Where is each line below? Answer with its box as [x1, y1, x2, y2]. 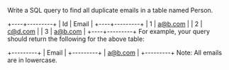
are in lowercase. [7, 56, 58, 64]
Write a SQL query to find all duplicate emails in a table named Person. [7, 6, 213, 14]
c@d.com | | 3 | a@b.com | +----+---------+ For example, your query [7, 28, 211, 35]
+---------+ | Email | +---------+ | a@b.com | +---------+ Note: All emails [7, 49, 222, 57]
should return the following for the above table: [7, 35, 145, 43]
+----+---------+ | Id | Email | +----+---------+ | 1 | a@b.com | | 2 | [7, 20, 203, 28]
